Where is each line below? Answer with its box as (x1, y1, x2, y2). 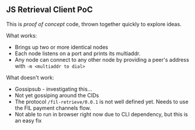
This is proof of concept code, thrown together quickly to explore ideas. (6, 20, 182, 27)
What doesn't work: (6, 74, 55, 81)
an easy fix (14, 117, 42, 124)
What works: (6, 32, 37, 39)
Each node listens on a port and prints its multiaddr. (14, 50, 141, 57)
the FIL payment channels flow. (14, 104, 91, 112)
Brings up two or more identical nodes (14, 43, 108, 50)
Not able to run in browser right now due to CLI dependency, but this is (14, 110, 188, 118)
